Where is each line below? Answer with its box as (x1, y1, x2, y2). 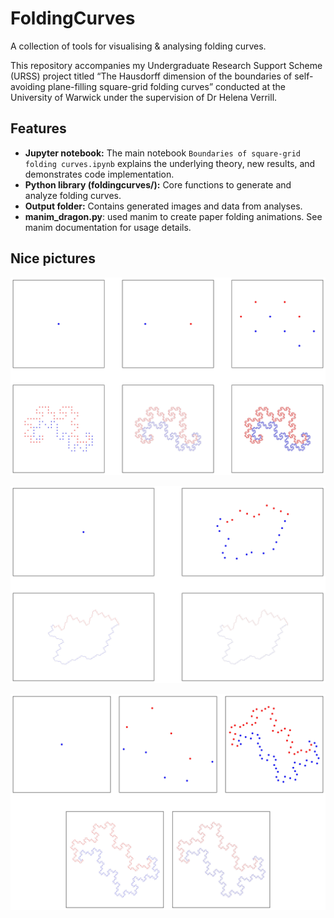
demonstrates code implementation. (24, 168, 175, 180)
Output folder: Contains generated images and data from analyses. (24, 200, 303, 212)
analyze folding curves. (24, 189, 122, 201)
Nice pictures (10, 250, 96, 267)
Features (10, 120, 67, 137)
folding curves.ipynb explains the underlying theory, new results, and (24, 157, 316, 169)
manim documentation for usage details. (24, 221, 192, 233)
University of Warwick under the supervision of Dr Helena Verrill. (10, 91, 278, 103)
